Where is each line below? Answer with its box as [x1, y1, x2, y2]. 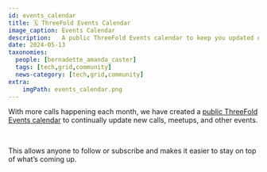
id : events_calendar [8, 11, 77, 20]
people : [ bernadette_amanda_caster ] [15, 56, 137, 64]
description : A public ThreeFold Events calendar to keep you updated [8, 33, 254, 42]
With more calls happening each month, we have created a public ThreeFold [8, 107, 258, 117]
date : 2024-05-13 [8, 41, 66, 49]
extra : [8, 78, 30, 86]
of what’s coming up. [8, 155, 77, 164]
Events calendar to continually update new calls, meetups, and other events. [8, 116, 258, 125]
